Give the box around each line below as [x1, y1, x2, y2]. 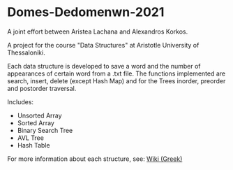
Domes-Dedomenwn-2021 [7, 4, 165, 20]
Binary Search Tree [17, 126, 73, 134]
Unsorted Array [17, 111, 62, 120]
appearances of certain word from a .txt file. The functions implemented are [7, 69, 225, 78]
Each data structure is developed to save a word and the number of [7, 62, 201, 70]
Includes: [7, 97, 33, 106]
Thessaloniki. [7, 48, 45, 57]
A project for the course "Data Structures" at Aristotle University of [7, 41, 200, 49]
